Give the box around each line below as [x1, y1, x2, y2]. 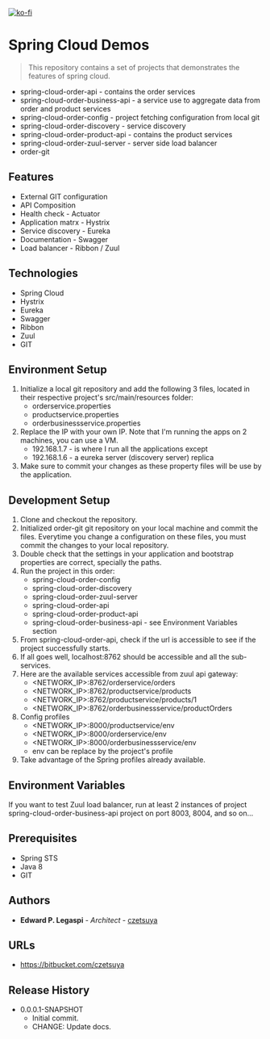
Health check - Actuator [19, 208, 101, 218]
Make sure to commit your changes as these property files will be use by [19, 461, 262, 471]
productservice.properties [31, 410, 119, 420]
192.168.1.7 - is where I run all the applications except [31, 444, 208, 454]
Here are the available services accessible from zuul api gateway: [19, 669, 239, 679]
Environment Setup [8, 362, 107, 376]
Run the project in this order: [19, 566, 115, 576]
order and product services [19, 103, 111, 113]
